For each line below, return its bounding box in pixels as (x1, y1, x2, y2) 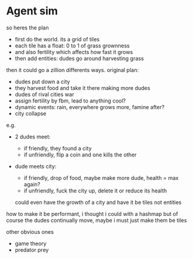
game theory (14, 240, 47, 247)
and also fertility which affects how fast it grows (14, 48, 133, 55)
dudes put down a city (14, 78, 71, 85)
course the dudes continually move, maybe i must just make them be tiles (6, 216, 187, 224)
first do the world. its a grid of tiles (14, 35, 100, 43)
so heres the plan (6, 24, 49, 31)
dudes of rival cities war (14, 91, 75, 98)
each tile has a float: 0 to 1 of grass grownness (14, 42, 130, 49)
